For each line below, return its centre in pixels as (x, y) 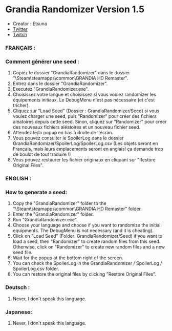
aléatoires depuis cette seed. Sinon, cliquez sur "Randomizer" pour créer (90, 122)
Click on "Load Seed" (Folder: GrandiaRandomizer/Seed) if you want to (88, 236)
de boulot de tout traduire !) (42, 154)
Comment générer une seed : (42, 61)
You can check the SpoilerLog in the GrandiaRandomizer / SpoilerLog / (87, 263)
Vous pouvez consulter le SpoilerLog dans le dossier (68, 138)
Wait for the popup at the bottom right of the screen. (68, 258)
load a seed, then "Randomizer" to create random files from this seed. (87, 241)
